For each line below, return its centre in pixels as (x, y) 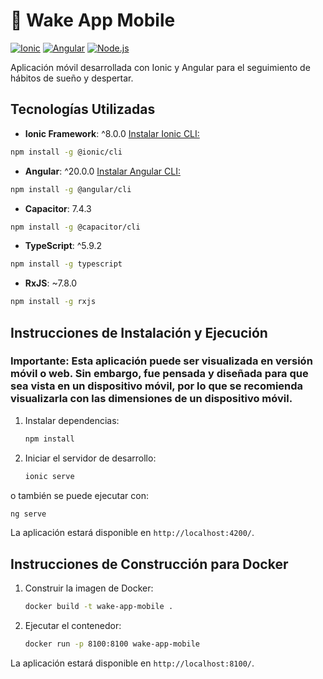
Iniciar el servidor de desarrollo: (90, 458)
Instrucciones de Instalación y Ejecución (139, 332)
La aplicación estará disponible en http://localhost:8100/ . (132, 663)
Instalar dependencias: (72, 420)
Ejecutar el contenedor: (73, 626)
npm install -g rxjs (53, 302)
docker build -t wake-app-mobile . (99, 607)
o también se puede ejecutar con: (80, 495)
